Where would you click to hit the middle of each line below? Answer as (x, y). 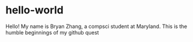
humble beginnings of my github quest (52, 32)
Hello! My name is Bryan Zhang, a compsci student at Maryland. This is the (96, 26)
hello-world (35, 10)
